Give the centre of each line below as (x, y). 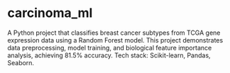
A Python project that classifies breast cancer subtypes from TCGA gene (114, 33)
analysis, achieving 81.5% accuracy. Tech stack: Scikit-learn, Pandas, (109, 55)
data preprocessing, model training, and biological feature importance (110, 47)
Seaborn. (21, 62)
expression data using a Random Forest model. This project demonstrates (115, 40)
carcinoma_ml (50, 13)
